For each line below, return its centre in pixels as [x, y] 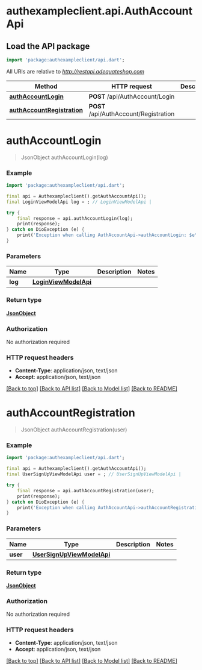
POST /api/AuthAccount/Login [132, 96]
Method [46, 86]
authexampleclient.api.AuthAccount [99, 11]
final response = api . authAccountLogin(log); [75, 218]
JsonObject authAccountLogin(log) [64, 157]
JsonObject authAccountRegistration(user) [74, 430]
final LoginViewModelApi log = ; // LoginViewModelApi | [79, 202]
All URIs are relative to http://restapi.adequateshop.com [75, 71]
